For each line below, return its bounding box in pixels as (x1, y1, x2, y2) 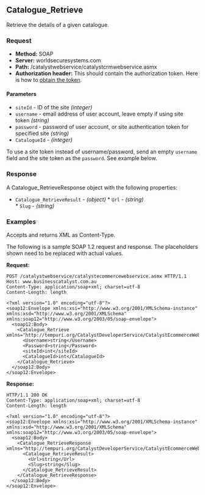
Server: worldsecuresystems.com (15, 57, 101, 64)
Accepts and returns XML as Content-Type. (6, 231, 116, 238)
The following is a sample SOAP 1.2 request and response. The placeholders (6, 243, 198, 250)
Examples (6, 217, 37, 226)
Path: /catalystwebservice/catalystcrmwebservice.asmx (15, 64, 157, 71)
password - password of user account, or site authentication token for (15, 123, 189, 131)
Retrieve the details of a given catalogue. (6, 21, 109, 28)
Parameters (6, 90, 37, 97)
